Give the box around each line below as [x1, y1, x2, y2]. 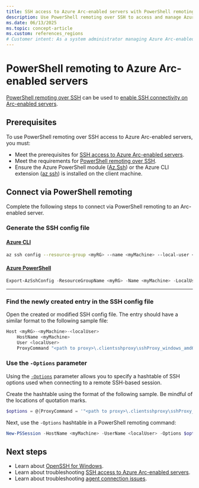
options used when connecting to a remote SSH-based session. [6, 379, 162, 386]
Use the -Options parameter [6, 359, 88, 368]
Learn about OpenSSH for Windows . [14, 463, 104, 470]
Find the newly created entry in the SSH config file [6, 297, 154, 305]
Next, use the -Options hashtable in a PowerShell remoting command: [6, 419, 176, 426]
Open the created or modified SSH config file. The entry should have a [6, 311, 179, 318]
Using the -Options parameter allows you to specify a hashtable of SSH [6, 372, 181, 379]
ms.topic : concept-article [6, 25, 73, 31]
